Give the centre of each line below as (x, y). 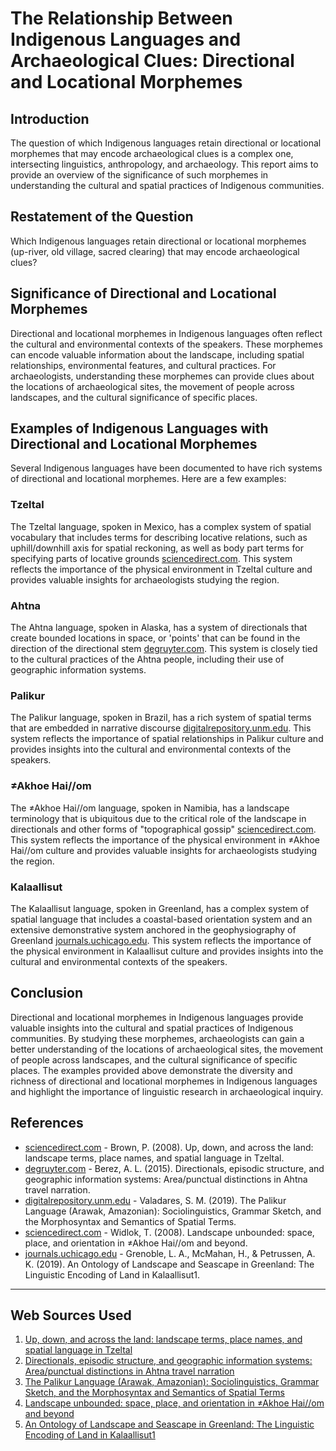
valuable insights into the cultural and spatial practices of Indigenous (152, 1028)
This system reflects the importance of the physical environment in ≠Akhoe (165, 839)
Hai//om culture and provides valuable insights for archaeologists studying (164, 850)
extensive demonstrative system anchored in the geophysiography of (153, 929)
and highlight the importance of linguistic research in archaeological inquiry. (167, 1091)
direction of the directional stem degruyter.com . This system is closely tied (164, 649)
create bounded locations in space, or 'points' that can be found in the (155, 638)
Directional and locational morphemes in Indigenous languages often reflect (166, 333)
